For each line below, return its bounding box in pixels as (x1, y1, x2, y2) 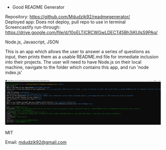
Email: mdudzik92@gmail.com (5, 139, 67, 145)
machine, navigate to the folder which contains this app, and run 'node (5, 64, 149, 70)
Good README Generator (12, 4, 65, 10)
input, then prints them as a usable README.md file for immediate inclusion (5, 54, 159, 60)
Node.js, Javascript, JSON (5, 39, 59, 45)
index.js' (5, 70, 22, 75)
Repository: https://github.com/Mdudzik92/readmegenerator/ (5, 14, 130, 19)
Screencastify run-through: (5, 24, 61, 30)
